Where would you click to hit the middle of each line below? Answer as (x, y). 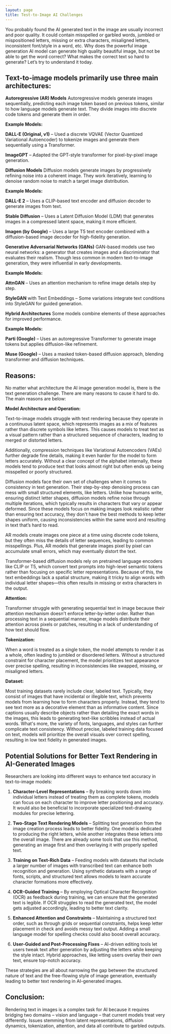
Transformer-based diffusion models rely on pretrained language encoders (84, 561)
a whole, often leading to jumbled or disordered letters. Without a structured (85, 655)
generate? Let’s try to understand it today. (49, 62)
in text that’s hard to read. (32, 525)
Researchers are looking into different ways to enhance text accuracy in (81, 776)
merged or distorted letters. (34, 440)
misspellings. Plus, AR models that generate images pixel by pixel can (78, 546)
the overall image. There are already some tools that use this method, (85, 839)
